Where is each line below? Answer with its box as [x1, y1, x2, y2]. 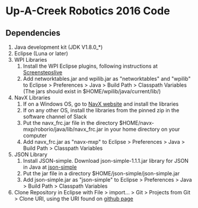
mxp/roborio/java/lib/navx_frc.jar [23, 126, 103, 133]
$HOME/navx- [119, 119, 155, 126]
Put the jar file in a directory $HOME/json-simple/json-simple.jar [23, 170, 180, 177]
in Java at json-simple [23, 163, 77, 171]
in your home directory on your [104, 126, 180, 133]
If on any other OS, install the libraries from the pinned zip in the [23, 107, 180, 114]
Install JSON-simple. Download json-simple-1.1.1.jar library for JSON [23, 157, 189, 164]
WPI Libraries [14, 56, 47, 63]
